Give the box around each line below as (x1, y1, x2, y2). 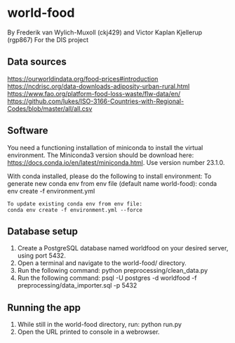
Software (7, 125, 48, 137)
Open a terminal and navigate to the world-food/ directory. (17, 259, 187, 267)
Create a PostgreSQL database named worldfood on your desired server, (17, 244, 229, 253)
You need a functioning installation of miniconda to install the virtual (7, 143, 203, 152)
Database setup (7, 225, 79, 237)
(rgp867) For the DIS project (7, 35, 89, 43)
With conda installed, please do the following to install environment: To (7, 172, 212, 180)
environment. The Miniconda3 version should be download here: (7, 151, 194, 159)
